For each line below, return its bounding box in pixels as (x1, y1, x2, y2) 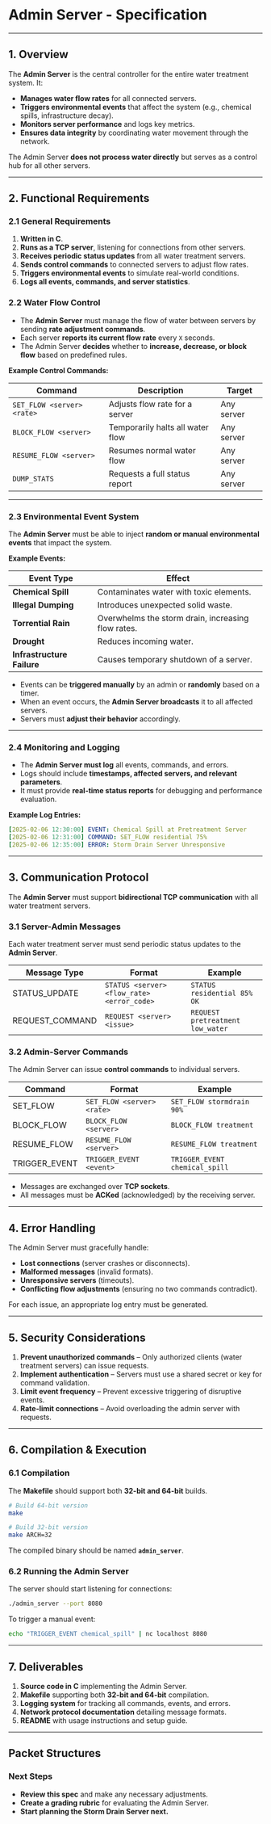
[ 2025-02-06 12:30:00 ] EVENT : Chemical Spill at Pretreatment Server (8, 826, 248, 834)
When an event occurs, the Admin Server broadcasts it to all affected (19, 697, 253, 707)
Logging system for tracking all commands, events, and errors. (19, 1699, 231, 1708)
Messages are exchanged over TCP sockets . (19, 1182, 170, 1191)
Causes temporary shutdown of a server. (97, 654, 252, 666)
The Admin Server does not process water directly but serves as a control (8, 152, 258, 162)
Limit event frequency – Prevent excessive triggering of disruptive (19, 1386, 242, 1396)
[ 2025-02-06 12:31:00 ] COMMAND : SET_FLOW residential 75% (8, 834, 207, 842)
